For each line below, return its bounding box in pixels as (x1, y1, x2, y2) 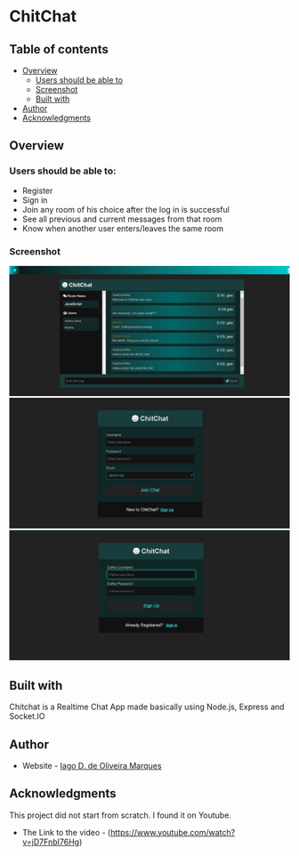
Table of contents (9, 42, 109, 57)
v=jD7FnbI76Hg (21, 836, 80, 847)
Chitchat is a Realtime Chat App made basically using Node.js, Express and (9, 701, 285, 713)
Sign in (21, 194, 48, 206)
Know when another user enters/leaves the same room (21, 222, 224, 233)
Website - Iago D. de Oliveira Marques (21, 760, 162, 771)
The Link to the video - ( (21, 827, 111, 837)
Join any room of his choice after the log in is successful (21, 204, 230, 214)
